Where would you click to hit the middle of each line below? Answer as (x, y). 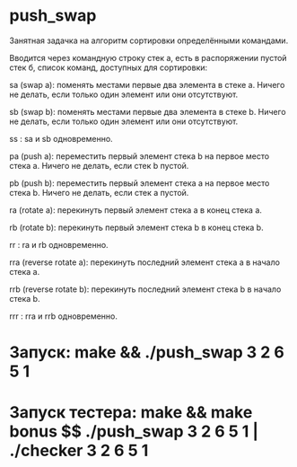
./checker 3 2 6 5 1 (79, 451)
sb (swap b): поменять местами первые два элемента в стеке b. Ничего (148, 111)
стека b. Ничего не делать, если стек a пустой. (99, 192)
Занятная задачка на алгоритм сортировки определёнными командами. (149, 40)
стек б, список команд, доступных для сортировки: (109, 67)
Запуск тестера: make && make (131, 413)
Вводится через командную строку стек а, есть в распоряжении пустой (148, 57)
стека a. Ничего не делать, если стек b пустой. (99, 165)
